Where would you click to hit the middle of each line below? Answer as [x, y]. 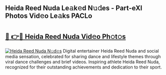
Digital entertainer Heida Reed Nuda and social [111, 51]
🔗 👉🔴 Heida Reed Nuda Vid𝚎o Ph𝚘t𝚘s [66, 37]
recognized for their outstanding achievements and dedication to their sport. [83, 67]
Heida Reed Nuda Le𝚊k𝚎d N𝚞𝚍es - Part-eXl [74, 8]
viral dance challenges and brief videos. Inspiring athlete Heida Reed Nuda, [83, 62]
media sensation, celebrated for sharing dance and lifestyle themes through [83, 56]
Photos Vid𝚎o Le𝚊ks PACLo [49, 16]
